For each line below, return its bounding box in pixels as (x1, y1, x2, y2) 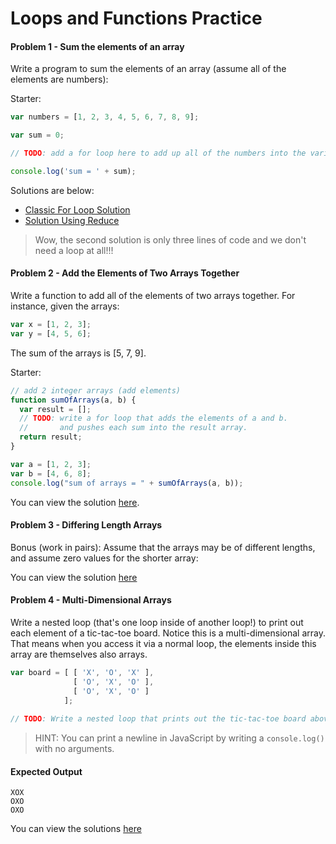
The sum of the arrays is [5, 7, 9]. (10, 347, 147, 359)
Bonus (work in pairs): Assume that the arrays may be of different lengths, (10, 541, 316, 553)
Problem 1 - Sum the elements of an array (10, 40, 185, 52)
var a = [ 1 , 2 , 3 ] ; (10, 459, 92, 469)
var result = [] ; (19, 404, 92, 414)
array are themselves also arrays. (10, 648, 148, 660)
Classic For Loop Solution (24, 203, 131, 216)
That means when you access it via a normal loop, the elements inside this (10, 638, 317, 649)
